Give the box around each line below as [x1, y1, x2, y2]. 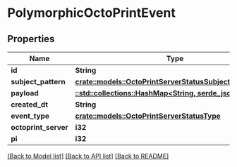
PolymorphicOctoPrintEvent [7, 5, 176, 21]
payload [11, 88, 39, 98]
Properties [7, 33, 55, 45]
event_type [11, 111, 49, 121]
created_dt [11, 100, 48, 109]
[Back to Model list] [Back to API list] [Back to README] [7, 152, 169, 160]
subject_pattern [11, 77, 66, 86]
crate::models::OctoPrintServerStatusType [75, 111, 221, 121]
